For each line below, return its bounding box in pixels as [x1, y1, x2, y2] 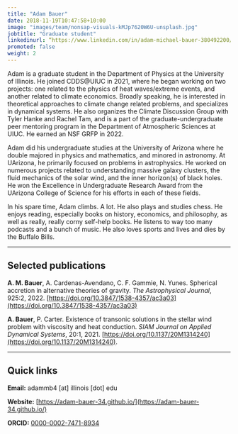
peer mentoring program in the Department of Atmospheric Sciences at [7, 122, 216, 130]
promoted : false [7, 43, 55, 50]
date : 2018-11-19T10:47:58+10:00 [7, 17, 106, 24]
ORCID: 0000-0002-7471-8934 [7, 418, 100, 427]
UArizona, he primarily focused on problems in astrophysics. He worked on [7, 158, 227, 167]
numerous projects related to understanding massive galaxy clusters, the [7, 166, 220, 174]
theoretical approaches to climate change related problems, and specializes [7, 99, 229, 108]
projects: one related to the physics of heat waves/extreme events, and [7, 84, 215, 93]
